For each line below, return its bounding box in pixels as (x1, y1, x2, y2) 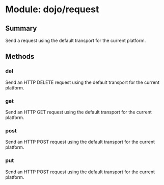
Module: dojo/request (5, 4, 99, 15)
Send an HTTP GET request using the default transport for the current (5, 109, 152, 115)
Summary (5, 24, 37, 33)
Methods (5, 52, 35, 61)
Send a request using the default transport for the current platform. (5, 37, 146, 43)
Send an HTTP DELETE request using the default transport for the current (5, 79, 159, 85)
